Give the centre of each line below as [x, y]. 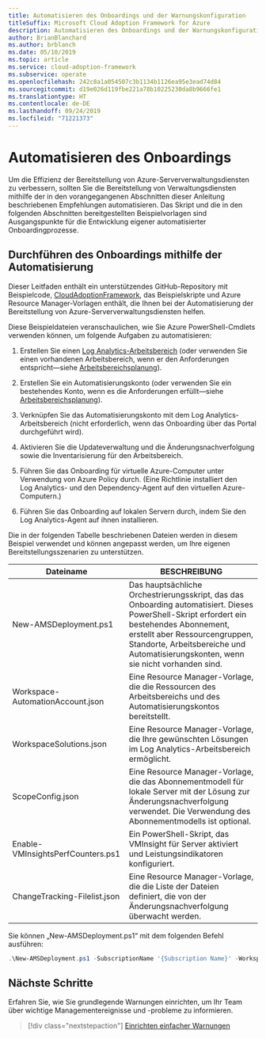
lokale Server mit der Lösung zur [189, 791]
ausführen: [26, 944]
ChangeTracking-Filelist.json [66, 896]
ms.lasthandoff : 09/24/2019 [55, 112]
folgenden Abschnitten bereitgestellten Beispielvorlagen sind [108, 213]
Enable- [28, 843]
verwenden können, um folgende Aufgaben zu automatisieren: [110, 335]
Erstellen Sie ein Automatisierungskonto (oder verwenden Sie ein [125, 383]
